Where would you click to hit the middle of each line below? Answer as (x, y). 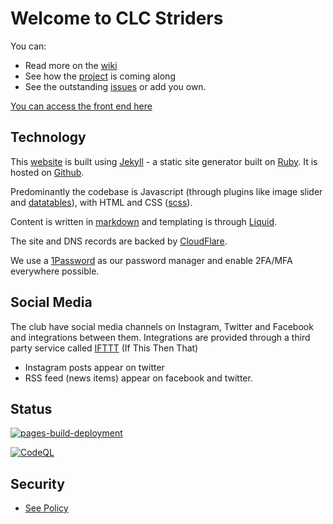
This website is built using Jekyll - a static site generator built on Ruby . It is (164, 161)
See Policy (46, 508)
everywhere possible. (55, 271)
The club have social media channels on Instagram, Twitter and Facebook (162, 326)
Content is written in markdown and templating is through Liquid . (144, 221)
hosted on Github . (47, 172)
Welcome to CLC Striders (117, 18)
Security (37, 483)
